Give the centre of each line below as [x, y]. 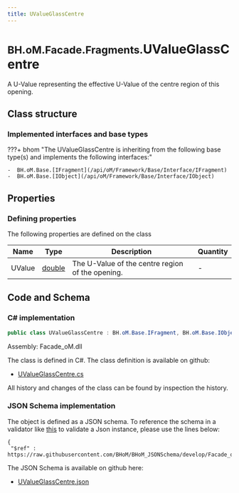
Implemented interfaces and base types [78, 134]
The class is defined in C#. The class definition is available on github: [108, 360]
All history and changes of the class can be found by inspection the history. [118, 388]
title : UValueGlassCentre [46, 14]
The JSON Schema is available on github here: [75, 467]
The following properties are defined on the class [79, 234]
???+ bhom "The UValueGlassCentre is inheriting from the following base [114, 149]
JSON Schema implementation [62, 406]
